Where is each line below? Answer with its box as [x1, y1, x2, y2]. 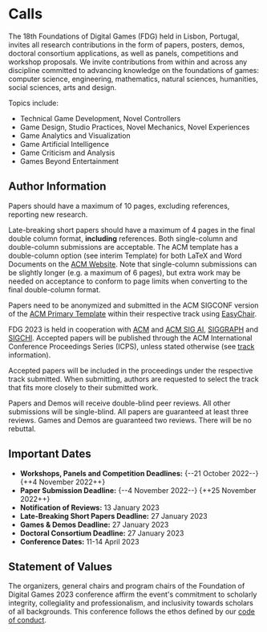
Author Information [8, 180, 107, 194]
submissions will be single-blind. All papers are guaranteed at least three [8, 406, 249, 416]
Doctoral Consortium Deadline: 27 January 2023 [19, 528, 184, 538]
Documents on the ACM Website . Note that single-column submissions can [8, 259, 257, 269]
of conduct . [8, 615, 47, 625]
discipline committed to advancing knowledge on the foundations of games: [8, 65, 259, 75]
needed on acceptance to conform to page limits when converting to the [8, 276, 248, 286]
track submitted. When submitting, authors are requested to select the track [8, 374, 259, 384]
